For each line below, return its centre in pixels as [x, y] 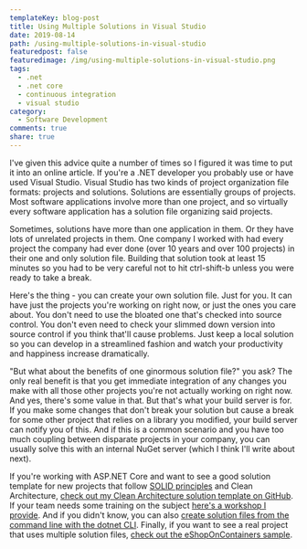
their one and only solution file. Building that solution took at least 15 [138, 258]
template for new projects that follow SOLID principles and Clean [131, 486]
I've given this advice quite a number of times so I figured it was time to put [151, 163]
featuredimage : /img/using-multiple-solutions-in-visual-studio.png [143, 60]
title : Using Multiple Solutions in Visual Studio [108, 26]
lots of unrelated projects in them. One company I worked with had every [147, 238]
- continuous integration [67, 94]
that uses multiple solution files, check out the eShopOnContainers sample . [151, 534]
